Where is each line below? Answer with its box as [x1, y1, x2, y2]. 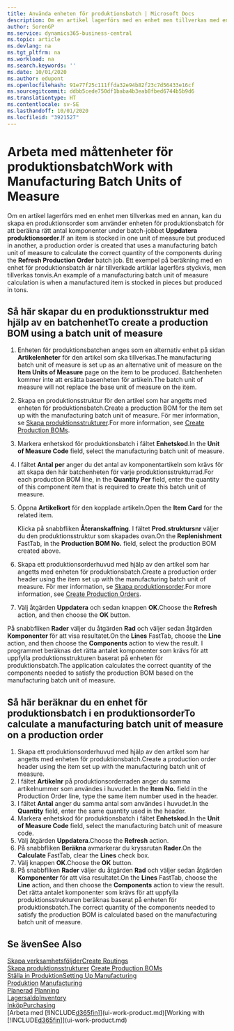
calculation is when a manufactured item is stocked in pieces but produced [7, 278, 223, 287]
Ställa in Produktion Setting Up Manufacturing [7, 972, 137, 979]
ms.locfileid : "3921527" [7, 114, 79, 121]
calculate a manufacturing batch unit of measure [7, 718, 224, 730]
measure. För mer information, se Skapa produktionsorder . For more [17, 583, 211, 591]
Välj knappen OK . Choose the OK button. [17, 859, 134, 867]
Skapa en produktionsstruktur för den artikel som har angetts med [17, 397, 208, 405]
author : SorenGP [7, 23, 54, 30]
